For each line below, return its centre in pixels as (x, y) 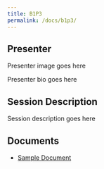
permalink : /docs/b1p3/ (42, 20)
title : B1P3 (25, 14)
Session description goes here (52, 119)
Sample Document (44, 157)
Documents (33, 140)
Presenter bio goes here (42, 80)
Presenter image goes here (47, 66)
